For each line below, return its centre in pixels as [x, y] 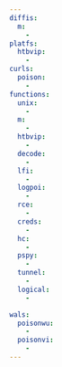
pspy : [28, 256]
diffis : [24, 18]
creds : [30, 221]
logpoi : [32, 188]
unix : [28, 103]
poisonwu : [35, 323]
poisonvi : [35, 340]
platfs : [24, 43]
